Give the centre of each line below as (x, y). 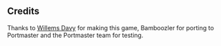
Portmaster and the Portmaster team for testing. (75, 35)
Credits (23, 11)
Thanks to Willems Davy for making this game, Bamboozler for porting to (110, 27)
